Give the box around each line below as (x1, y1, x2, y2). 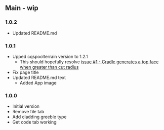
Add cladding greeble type (12, 114, 67, 120)
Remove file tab (12, 109, 44, 115)
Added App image (19, 80, 57, 86)
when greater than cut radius (19, 64, 79, 70)
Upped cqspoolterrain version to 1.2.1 (12, 53, 88, 59)
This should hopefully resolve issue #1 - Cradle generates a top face (19, 59, 159, 65)
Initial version (12, 103, 40, 109)
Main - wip (5, 4, 39, 12)
